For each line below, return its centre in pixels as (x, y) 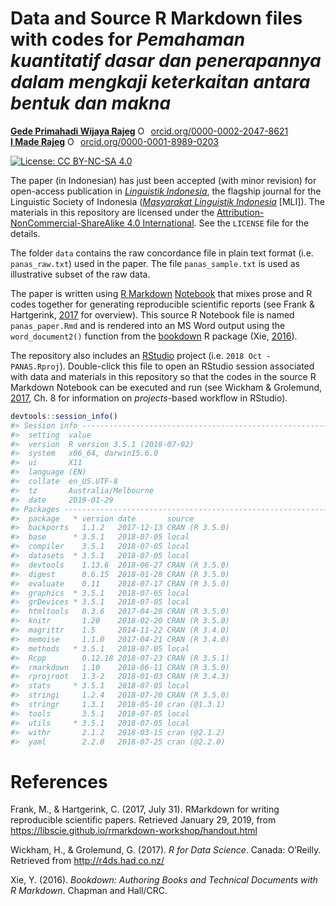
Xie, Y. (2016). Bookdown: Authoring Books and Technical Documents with (164, 880)
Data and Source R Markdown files (156, 18)
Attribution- (240, 212)
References (59, 781)
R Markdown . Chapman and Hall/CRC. (89, 891)
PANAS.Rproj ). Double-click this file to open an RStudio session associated (162, 366)
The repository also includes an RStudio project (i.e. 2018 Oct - (141, 355)
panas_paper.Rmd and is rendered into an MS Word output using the (148, 325)
